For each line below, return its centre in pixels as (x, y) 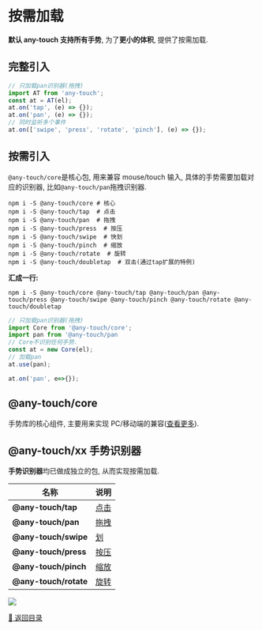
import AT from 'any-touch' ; (56, 93)
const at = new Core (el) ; (51, 350)
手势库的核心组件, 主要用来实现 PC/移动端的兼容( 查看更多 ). (104, 423)
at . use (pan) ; (30, 364)
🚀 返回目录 (26, 618)
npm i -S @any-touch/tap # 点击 (62, 211)
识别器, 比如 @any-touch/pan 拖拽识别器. (84, 187)
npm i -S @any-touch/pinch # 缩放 (65, 245)
